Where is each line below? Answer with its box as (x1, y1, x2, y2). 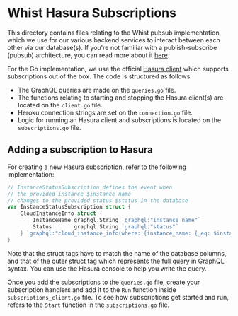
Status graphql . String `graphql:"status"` (33, 223, 179, 230)
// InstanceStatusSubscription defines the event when (7, 184, 173, 191)
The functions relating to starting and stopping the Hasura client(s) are (17, 93, 224, 102)
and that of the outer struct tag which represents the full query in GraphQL (7, 257, 225, 265)
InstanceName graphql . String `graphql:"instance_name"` (33, 217, 201, 224)
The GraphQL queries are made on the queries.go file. (17, 86, 176, 94)
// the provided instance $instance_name (7, 190, 132, 197)
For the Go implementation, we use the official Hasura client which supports (7, 64, 229, 73)
